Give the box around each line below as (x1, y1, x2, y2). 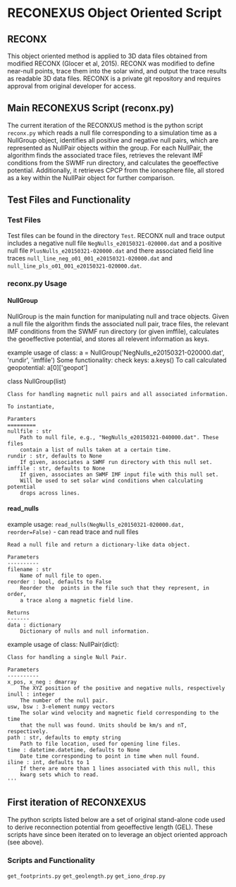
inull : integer (7, 691, 55, 698)
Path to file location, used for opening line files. (20, 740, 181, 747)
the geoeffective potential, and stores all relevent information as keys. (7, 334, 210, 343)
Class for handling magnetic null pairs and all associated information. (7, 391, 229, 398)
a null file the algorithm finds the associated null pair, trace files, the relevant (7, 319, 229, 328)
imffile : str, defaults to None (7, 465, 106, 472)
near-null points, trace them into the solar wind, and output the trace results (7, 67, 227, 75)
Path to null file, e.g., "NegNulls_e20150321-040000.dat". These (20, 434, 219, 441)
